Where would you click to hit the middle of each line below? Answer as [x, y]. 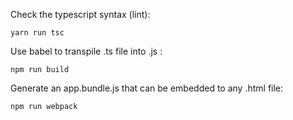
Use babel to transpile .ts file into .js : [86, 51]
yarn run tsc [37, 33]
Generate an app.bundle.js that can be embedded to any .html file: [147, 88]
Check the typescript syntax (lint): [80, 14]
